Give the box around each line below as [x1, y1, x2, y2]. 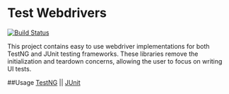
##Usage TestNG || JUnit [7, 78, 81, 86]
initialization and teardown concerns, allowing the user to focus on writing [7, 57, 223, 65]
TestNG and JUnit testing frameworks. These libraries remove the [7, 49, 199, 58]
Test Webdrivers [7, 5, 107, 21]
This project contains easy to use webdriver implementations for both [7, 42, 210, 50]
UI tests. [7, 64, 32, 73]
